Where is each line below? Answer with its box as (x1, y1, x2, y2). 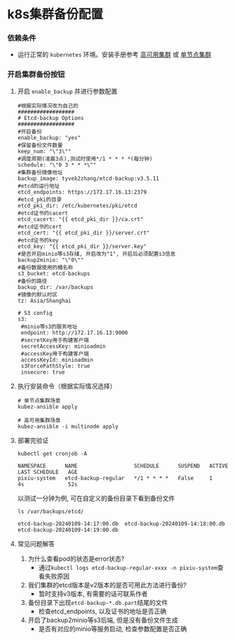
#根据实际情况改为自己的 (17, 102, 79, 109)
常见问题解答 (17, 539, 55, 547)
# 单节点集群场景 (17, 397, 61, 404)
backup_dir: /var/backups (17, 283, 93, 291)
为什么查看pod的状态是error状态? (27, 554, 125, 563)
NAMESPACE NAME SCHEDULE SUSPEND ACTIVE (17, 462, 229, 470)
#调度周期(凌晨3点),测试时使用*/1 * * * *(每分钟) (17, 155, 153, 162)
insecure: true (20, 369, 65, 376)
